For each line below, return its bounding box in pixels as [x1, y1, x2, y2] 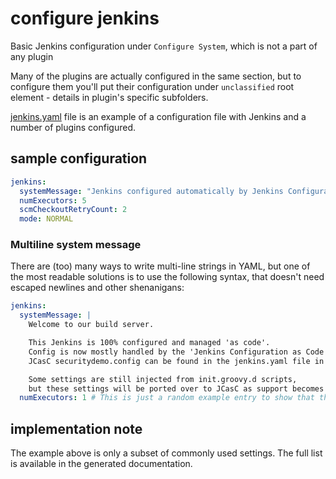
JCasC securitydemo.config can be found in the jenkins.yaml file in [28, 356, 325, 366]
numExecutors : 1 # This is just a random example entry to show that [19, 393, 315, 403]
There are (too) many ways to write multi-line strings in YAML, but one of [10, 260, 311, 272]
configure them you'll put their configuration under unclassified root [10, 80, 295, 92]
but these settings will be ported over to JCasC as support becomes [28, 383, 325, 394]
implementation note [10, 420, 143, 437]
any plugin [10, 50, 54, 62]
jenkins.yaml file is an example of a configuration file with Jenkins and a [10, 110, 307, 122]
